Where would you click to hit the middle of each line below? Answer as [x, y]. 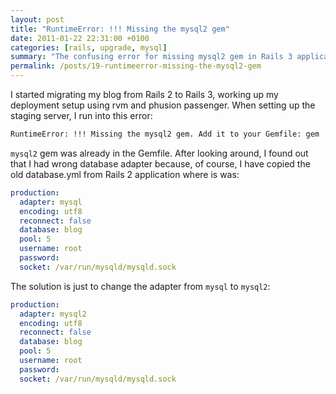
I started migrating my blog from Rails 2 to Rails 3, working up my [144, 94]
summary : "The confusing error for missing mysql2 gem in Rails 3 [151, 57]
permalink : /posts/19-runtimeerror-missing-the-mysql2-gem [136, 66]
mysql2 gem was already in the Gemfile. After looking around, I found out [159, 153]
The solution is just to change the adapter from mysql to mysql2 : [140, 286]
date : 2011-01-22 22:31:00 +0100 [80, 38]
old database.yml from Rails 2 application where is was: [125, 174]
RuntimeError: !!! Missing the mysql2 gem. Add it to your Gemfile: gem [165, 134]
